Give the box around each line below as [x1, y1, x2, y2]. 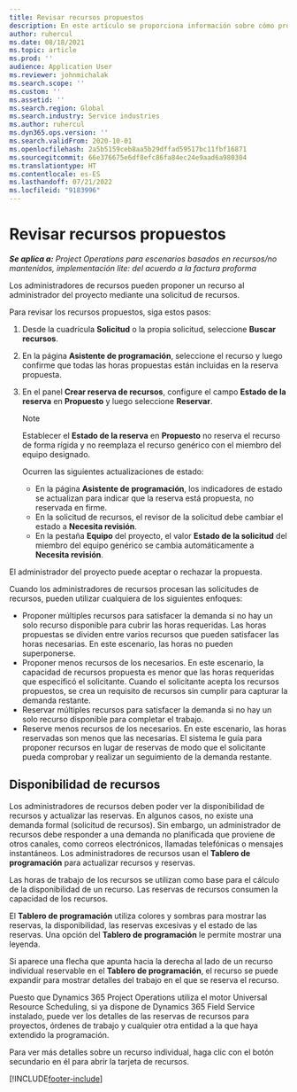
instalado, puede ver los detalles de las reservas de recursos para [9, 1010, 249, 1021]
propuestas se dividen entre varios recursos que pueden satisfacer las [21, 628, 280, 639]
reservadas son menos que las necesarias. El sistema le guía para [21, 732, 263, 743]
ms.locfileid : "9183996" [9, 186, 101, 195]
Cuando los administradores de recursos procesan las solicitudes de [9, 583, 259, 594]
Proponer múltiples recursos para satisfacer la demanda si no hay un [21, 610, 273, 620]
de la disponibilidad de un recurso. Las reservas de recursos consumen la [9, 884, 278, 894]
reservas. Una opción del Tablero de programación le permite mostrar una [9, 929, 282, 940]
